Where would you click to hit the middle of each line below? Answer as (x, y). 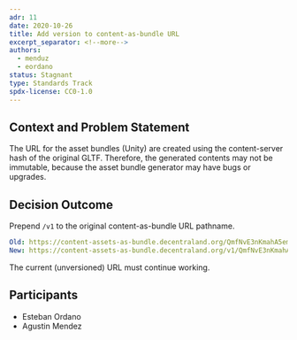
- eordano (35, 67)
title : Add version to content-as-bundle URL (94, 34)
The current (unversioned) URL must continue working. (110, 267)
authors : (25, 50)
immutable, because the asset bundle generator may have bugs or (130, 167)
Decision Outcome (61, 205)
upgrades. (28, 177)
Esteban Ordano (51, 316)
